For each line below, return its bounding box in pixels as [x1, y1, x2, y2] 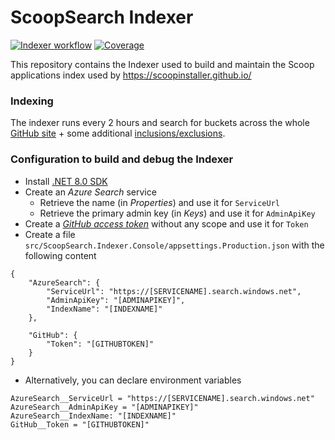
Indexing [10, 94, 54, 108]
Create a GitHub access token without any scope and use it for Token [24, 217, 309, 230]
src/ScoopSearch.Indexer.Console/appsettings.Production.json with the [24, 239, 325, 251]
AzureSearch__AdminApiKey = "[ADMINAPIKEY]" [10, 402, 199, 412]
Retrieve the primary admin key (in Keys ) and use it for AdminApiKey [39, 207, 316, 219]
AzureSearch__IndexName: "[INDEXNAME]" [10, 411, 177, 421]
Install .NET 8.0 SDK [24, 175, 108, 187]
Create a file [24, 228, 76, 240]
